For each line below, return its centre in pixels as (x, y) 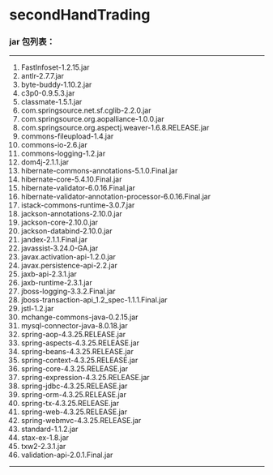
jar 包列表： (32, 42)
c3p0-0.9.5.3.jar (48, 93)
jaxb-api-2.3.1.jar (49, 274)
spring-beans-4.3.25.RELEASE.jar (77, 352)
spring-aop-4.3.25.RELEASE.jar (73, 335)
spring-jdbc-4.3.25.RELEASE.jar (74, 386)
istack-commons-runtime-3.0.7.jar (78, 205)
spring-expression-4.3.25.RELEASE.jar (85, 378)
